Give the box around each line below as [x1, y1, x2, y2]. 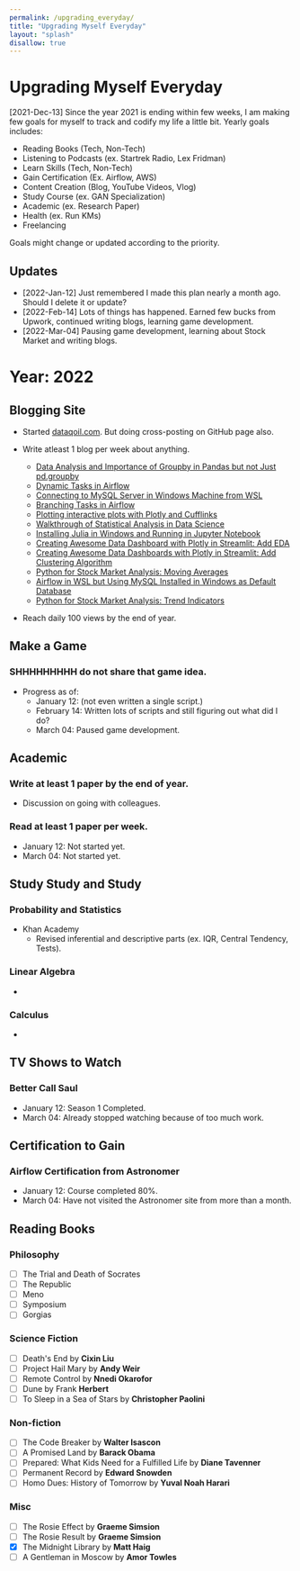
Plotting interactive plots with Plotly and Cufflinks [35, 510, 218, 519]
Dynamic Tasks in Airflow [35, 481, 130, 491]
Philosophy [9, 1248, 60, 1260]
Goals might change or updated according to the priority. [9, 238, 220, 248]
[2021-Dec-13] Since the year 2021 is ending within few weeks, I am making [9, 107, 290, 118]
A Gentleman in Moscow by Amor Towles [22, 1552, 177, 1563]
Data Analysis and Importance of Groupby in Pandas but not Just [35, 461, 277, 472]
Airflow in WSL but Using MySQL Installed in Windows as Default [35, 576, 277, 586]
